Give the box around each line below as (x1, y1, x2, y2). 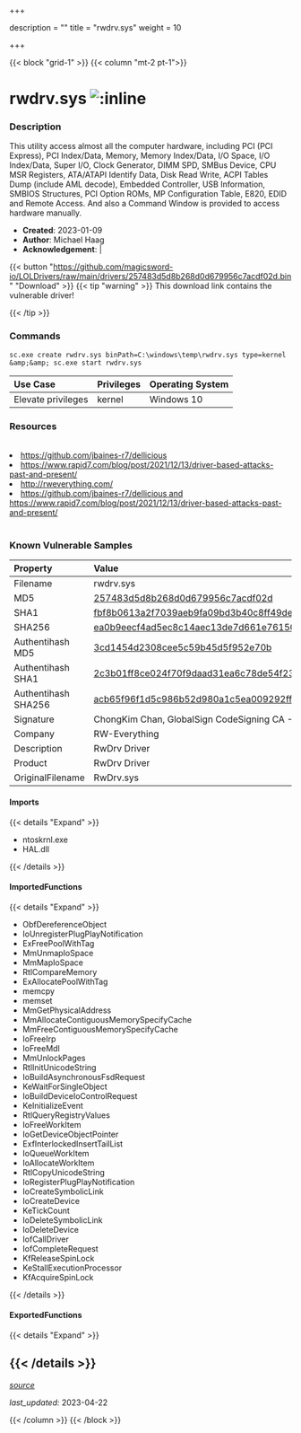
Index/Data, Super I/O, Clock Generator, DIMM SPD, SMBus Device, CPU (9, 160, 277, 171)
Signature (13, 713, 56, 725)
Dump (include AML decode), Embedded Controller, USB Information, (9, 179, 266, 189)
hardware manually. (9, 207, 82, 218)
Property (13, 562, 53, 575)
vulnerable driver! (9, 290, 74, 301)
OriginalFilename (13, 771, 85, 784)
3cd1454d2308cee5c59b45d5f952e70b (93, 641, 272, 654)
